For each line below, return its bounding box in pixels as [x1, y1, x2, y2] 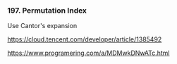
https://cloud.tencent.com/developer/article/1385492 [7, 35, 162, 44]
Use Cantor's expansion [7, 22, 78, 30]
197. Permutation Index [7, 6, 87, 15]
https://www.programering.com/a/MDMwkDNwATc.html [7, 49, 170, 58]
